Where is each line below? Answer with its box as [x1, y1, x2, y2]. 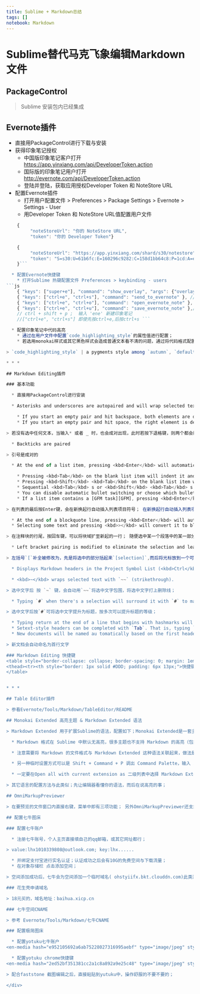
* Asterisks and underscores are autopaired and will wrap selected [11, 403, 185, 409]
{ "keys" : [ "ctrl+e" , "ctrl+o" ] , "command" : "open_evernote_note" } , [17, 299, 193, 305]
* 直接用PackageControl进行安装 [11, 392, 86, 398]
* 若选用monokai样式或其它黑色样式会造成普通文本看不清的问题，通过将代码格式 [17, 338, 187, 344]
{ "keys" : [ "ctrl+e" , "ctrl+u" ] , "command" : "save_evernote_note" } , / [17, 305, 196, 311]
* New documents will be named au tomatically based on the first [11, 631, 180, 637]
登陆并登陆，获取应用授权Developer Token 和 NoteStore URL [23, 182, 173, 189]
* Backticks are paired [11, 441, 70, 447]
